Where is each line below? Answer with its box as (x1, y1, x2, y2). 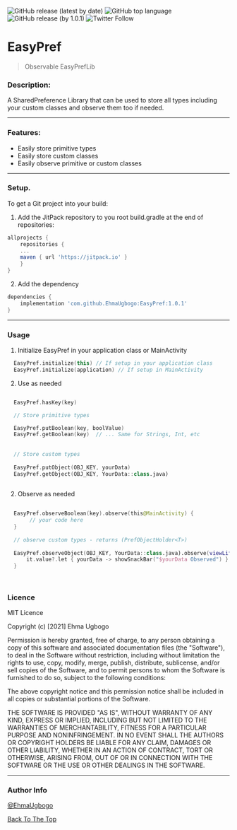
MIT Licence (7, 609, 44, 617)
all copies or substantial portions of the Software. (7, 695, 150, 703)
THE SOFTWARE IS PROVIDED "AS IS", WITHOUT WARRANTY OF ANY (7, 708, 213, 717)
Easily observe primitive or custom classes (17, 159, 142, 168)
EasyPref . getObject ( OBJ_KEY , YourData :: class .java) (13, 470, 169, 477)
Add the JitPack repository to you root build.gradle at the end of (17, 213, 204, 221)
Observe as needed (17, 490, 75, 498)
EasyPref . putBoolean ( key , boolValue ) (13, 424, 125, 431)
